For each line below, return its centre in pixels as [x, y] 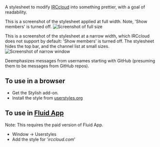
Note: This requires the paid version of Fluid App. [54, 125]
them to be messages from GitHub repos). [47, 66]
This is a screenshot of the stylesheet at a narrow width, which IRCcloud [77, 36]
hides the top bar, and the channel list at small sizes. [57, 46]
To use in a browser [35, 81]
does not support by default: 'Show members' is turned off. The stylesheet [80, 41]
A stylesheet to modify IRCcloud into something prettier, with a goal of [75, 7]
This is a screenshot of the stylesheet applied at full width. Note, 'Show [76, 22]
